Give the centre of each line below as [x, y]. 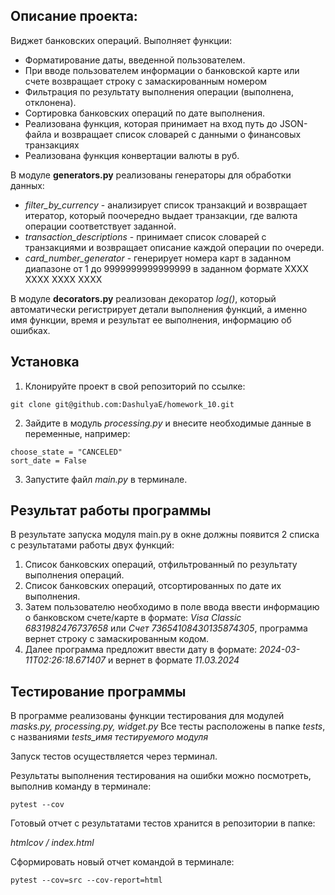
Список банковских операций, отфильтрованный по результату [161, 565]
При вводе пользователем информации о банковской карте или [162, 70]
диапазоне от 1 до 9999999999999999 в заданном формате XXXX [166, 268]
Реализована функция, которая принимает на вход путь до [151, 123]
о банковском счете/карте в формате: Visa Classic [133, 618]
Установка [45, 362]
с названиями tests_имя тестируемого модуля [109, 737]
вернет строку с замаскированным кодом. [117, 639]
